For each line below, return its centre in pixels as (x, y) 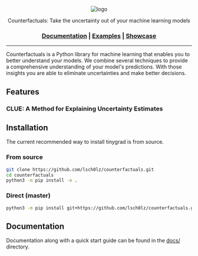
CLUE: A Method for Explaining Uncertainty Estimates (85, 108)
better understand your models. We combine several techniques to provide (97, 61)
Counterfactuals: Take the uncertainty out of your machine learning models (99, 20)
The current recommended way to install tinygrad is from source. (85, 142)
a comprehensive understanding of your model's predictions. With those (94, 67)
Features (23, 92)
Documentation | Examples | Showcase (99, 35)
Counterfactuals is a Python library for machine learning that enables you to (98, 54)
